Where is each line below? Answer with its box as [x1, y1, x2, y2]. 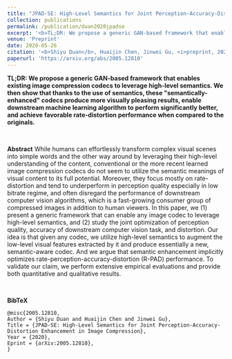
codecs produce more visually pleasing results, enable [41, 96, 202, 104]
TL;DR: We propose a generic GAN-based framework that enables [7, 74, 200, 82]
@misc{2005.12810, [7, 309, 60, 316]
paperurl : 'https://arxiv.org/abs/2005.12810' [7, 55, 144, 62]
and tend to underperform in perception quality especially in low [35, 181, 219, 190]
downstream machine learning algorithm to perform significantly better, [7, 103, 219, 111]
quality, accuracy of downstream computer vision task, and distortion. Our [7, 225, 219, 233]
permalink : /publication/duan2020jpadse [7, 23, 126, 30]
